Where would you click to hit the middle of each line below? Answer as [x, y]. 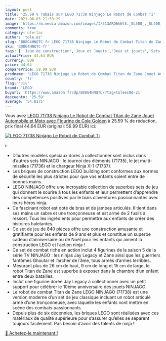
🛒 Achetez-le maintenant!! [32, 333]
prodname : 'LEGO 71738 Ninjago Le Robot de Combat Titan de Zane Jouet [80, 74]
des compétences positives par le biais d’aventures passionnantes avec [85, 198]
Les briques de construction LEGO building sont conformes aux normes [85, 171]
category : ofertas [24, 33]
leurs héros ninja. [30, 203]
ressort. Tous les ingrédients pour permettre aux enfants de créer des [83, 218]
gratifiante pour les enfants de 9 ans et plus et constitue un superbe [82, 234]
